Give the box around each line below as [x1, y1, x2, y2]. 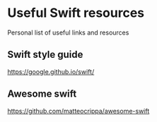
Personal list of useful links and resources [7, 28, 129, 37]
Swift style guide [7, 49, 83, 61]
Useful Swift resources [7, 5, 145, 21]
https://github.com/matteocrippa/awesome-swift [7, 106, 150, 115]
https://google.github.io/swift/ [7, 67, 95, 75]
